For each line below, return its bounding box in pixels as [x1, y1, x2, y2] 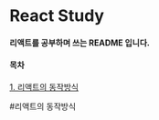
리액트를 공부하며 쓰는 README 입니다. [9, 37, 151, 48]
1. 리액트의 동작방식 [9, 81, 79, 92]
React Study [9, 5, 105, 26]
